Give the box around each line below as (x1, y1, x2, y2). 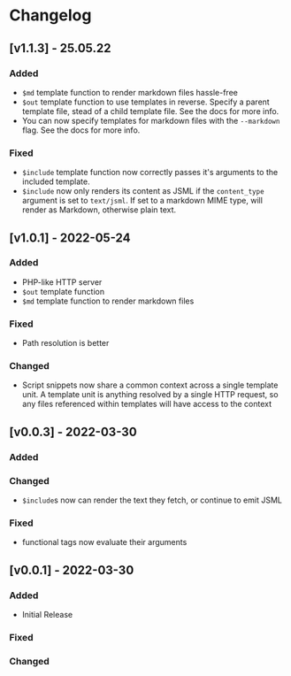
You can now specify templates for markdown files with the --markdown (21, 115, 280, 126)
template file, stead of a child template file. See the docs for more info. (21, 105, 280, 116)
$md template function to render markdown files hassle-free (21, 87, 239, 97)
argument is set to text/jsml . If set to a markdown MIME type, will (21, 196, 264, 206)
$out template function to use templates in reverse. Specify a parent (21, 96, 270, 107)
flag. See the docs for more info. (21, 125, 141, 135)
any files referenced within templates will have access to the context (21, 399, 272, 410)
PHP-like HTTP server (21, 276, 103, 288)
